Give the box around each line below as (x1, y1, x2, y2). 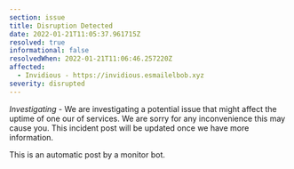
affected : (9, 63, 46, 72)
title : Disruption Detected (9, 21, 114, 30)
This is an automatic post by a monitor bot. (9, 149, 166, 160)
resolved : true (9, 37, 66, 47)
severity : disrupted (9, 79, 86, 88)
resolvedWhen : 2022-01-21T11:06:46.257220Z (9, 54, 173, 63)
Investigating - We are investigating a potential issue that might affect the (9, 103, 277, 114)
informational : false (9, 46, 90, 55)
